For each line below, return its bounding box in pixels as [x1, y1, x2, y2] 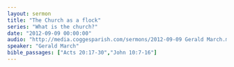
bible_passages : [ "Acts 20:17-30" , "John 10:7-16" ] [7, 50, 157, 57]
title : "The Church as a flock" [7, 17, 101, 24]
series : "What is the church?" [7, 23, 98, 30]
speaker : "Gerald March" [7, 43, 79, 50]
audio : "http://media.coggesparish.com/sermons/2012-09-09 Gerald [7, 36, 204, 43]
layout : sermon [7, 10, 52, 17]
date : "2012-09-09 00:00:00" [7, 29, 92, 37]
